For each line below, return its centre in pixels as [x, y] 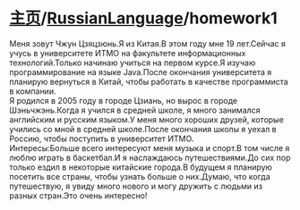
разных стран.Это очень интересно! [78, 195]
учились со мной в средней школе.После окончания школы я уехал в [143, 129]
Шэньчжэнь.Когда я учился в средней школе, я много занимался [135, 110]
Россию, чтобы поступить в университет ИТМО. [102, 139]
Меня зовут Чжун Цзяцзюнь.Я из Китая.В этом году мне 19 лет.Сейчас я [148, 43]
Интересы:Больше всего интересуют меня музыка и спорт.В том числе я [150, 147]
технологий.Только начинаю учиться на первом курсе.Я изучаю [133, 63]
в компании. [33, 91]
